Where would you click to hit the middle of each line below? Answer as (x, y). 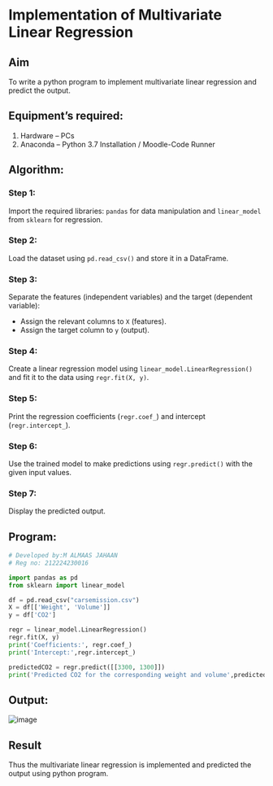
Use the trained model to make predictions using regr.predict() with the (131, 463)
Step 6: (23, 446)
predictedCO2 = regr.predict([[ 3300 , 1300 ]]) (87, 667)
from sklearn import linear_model (67, 585)
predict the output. (39, 90)
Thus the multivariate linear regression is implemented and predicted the (130, 765)
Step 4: (23, 352)
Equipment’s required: (66, 116)
